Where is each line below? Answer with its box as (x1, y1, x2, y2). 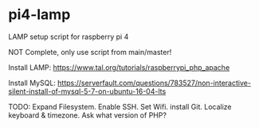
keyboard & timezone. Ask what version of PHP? (8, 110, 167, 120)
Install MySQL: (8, 78, 56, 87)
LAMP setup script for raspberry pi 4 (8, 32, 129, 41)
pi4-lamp (8, 6, 71, 24)
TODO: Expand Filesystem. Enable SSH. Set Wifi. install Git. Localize (8, 102, 232, 111)
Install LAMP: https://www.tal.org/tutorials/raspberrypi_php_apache (8, 62, 230, 72)
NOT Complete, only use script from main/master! (8, 47, 172, 56)
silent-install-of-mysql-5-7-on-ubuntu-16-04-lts (8, 86, 167, 96)
